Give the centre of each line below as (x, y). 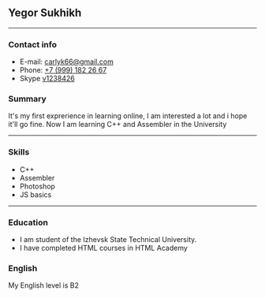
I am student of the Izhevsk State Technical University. (108, 239)
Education (28, 222)
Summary (28, 99)
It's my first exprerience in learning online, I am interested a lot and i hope (128, 116)
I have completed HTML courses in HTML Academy (103, 248)
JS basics (35, 194)
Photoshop (37, 186)
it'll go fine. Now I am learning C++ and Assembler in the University (118, 125)
